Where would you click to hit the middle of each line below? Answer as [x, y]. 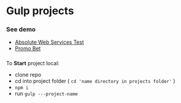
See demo [21, 30]
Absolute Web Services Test [49, 42]
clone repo [28, 75]
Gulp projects [40, 11]
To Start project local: [33, 63]
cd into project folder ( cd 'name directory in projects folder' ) [95, 81]
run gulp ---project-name [46, 94]
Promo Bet [28, 49]
